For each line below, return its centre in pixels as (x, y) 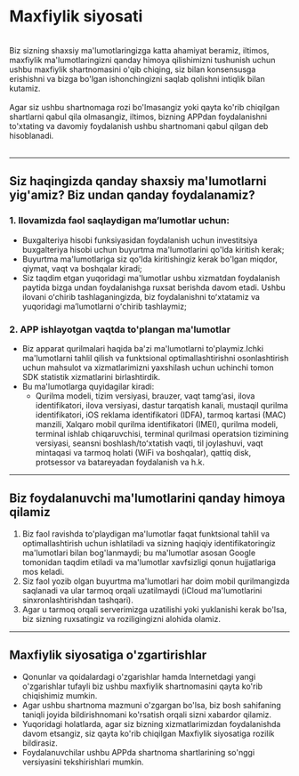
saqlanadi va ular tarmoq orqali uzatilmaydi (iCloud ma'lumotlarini (142, 590)
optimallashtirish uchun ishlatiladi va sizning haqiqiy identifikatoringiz (149, 543)
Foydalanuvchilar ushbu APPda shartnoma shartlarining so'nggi (138, 752)
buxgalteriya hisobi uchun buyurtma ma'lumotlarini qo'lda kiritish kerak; (153, 249)
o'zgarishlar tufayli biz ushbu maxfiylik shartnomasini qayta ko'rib (142, 686)
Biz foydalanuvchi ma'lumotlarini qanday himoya (147, 499)
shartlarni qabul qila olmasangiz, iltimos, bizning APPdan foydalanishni (138, 117)
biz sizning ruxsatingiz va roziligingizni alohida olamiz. (121, 618)
